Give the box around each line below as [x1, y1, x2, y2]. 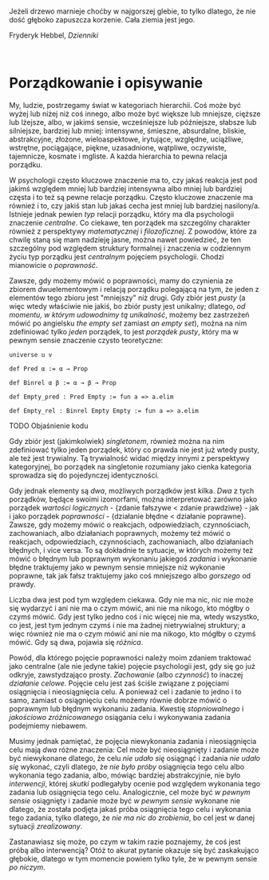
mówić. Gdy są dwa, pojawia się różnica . [9, 637, 144, 646]
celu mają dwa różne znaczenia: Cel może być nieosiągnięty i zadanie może [9, 745, 259, 754]
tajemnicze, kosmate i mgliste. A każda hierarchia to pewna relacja [9, 151, 228, 161]
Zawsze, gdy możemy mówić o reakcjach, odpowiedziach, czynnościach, [9, 519, 251, 530]
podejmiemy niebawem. [9, 721, 88, 730]
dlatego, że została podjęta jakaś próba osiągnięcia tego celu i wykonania [9, 804, 251, 814]
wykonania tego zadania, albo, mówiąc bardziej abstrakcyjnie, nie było [9, 770, 241, 780]
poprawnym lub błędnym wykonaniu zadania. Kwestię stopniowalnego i [9, 703, 244, 714]
